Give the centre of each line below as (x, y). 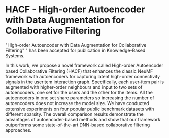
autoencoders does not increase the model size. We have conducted (77, 103)
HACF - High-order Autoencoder (75, 9)
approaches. (19, 130)
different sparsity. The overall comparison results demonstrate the (74, 114)
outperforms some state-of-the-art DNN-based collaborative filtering (78, 125)
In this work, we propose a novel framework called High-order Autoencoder (84, 65)
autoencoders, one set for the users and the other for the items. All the (79, 92)
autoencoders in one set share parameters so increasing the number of (80, 98)
